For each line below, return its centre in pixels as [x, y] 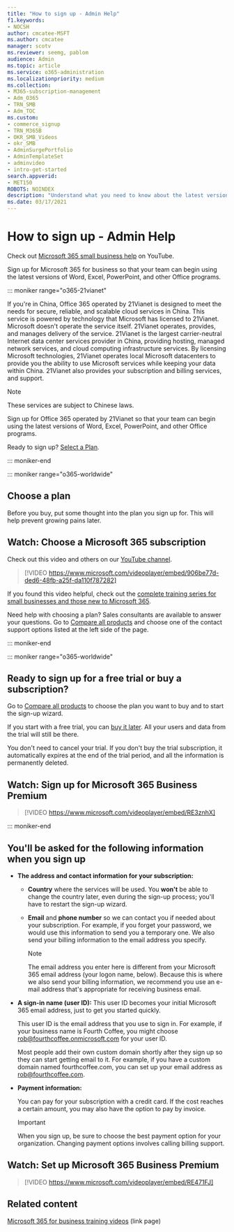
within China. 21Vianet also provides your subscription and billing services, [114, 370]
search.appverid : [32, 176]
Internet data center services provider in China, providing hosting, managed [116, 341]
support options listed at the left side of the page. [78, 629]
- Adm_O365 [23, 98]
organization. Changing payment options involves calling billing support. [121, 1143]
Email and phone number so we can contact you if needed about [122, 918]
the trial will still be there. [43, 735]
